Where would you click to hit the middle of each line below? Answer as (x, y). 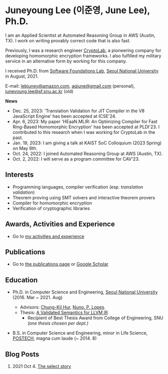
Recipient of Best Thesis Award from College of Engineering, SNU (95, 318)
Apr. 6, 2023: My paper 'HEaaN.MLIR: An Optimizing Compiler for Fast (85, 121)
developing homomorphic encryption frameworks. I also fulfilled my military (83, 55)
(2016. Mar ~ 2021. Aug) (37, 297)
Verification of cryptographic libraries (51, 208)
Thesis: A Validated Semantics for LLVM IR (64, 313)
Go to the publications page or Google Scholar (60, 264)
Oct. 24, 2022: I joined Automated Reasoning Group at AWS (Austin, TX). (88, 154)
